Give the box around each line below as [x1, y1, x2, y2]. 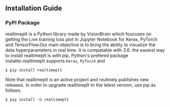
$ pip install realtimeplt [5, 67, 62, 73]
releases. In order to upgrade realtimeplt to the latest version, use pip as [5, 82, 156, 88]
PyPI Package [5, 19, 40, 26]
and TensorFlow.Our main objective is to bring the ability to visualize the [5, 42, 156, 48]
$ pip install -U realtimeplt [5, 97, 70, 102]
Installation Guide [5, 4, 62, 13]
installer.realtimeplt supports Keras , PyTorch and [5, 58, 105, 64]
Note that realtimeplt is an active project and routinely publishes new [5, 76, 149, 83]
